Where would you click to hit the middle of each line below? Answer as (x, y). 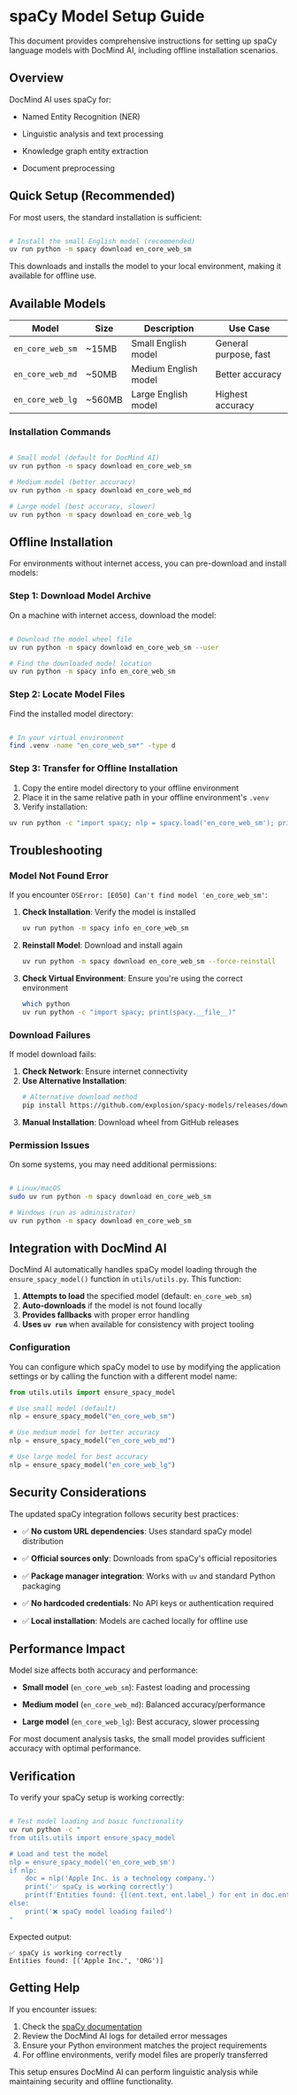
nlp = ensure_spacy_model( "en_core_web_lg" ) (92, 1465)
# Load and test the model (59, 1854)
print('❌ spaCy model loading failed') (99, 1911)
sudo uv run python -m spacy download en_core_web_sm (110, 1196)
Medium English (164, 369)
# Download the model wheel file (71, 639)
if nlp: (23, 1870)
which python (46, 1004)
